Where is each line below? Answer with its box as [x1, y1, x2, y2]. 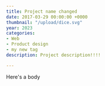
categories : [6, 30, 35, 36]
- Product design [6, 42, 49, 47]
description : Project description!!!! [6, 52, 101, 58]
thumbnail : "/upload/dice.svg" [6, 19, 83, 25]
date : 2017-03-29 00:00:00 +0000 [6, 14, 88, 20]
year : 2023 [6, 25, 33, 31]
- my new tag [6, 47, 38, 53]
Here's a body [6, 73, 40, 80]
